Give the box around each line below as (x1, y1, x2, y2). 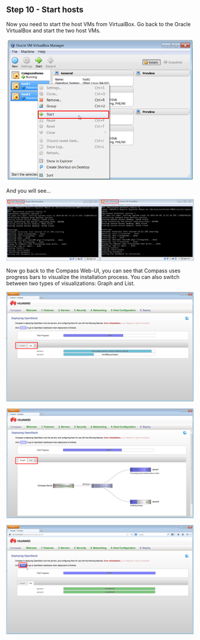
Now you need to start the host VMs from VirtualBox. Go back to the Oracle (6, 20, 191, 27)
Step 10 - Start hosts (6, 5, 84, 15)
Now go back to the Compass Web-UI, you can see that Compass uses (6, 267, 181, 274)
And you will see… (6, 187, 52, 194)
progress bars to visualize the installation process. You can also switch (6, 273, 180, 280)
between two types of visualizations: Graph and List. (6, 280, 135, 287)
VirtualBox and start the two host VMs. (6, 27, 101, 34)
